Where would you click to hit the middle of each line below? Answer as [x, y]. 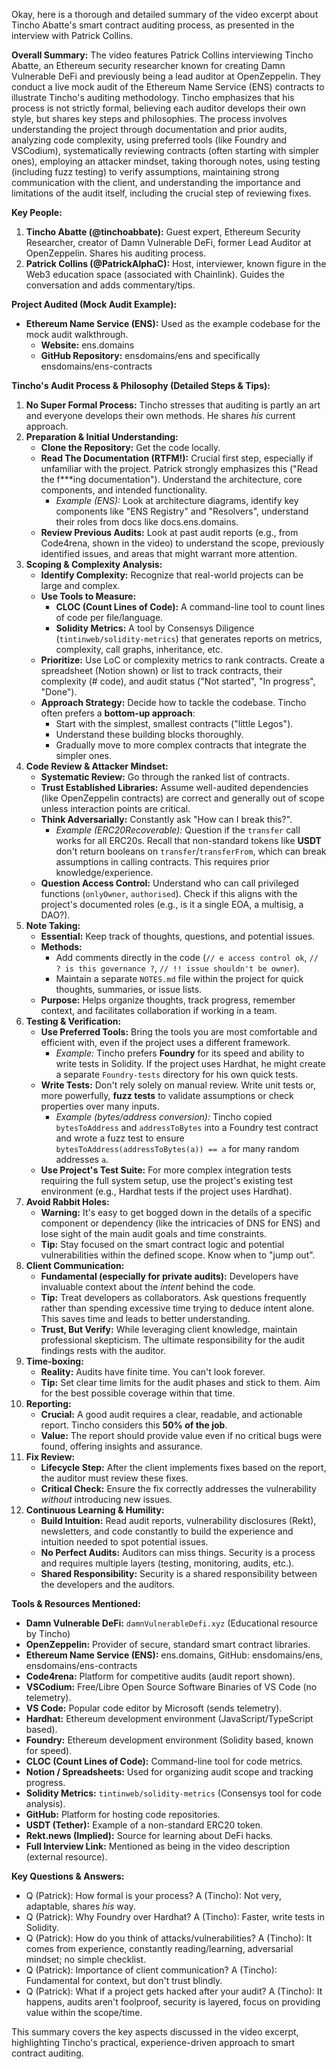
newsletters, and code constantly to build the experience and [167, 1531]
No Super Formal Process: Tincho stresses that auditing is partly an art [173, 405]
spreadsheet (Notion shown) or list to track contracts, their [161, 670]
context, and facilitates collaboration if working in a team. [159, 1010]
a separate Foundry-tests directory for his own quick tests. [177, 1074]
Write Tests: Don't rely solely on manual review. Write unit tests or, [178, 1085]
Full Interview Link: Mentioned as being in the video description [158, 1846]
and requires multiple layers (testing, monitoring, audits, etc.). [167, 1563]
